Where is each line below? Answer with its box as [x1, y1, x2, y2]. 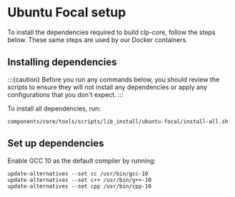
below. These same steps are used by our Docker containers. [7, 35, 188, 44]
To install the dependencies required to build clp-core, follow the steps [7, 28, 216, 36]
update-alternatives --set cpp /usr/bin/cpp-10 [7, 183, 152, 190]
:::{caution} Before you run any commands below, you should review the [7, 75, 220, 84]
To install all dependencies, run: [7, 104, 101, 113]
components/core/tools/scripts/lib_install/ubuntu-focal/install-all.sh [7, 118, 229, 125]
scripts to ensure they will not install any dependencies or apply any [7, 83, 208, 91]
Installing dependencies [7, 56, 117, 69]
